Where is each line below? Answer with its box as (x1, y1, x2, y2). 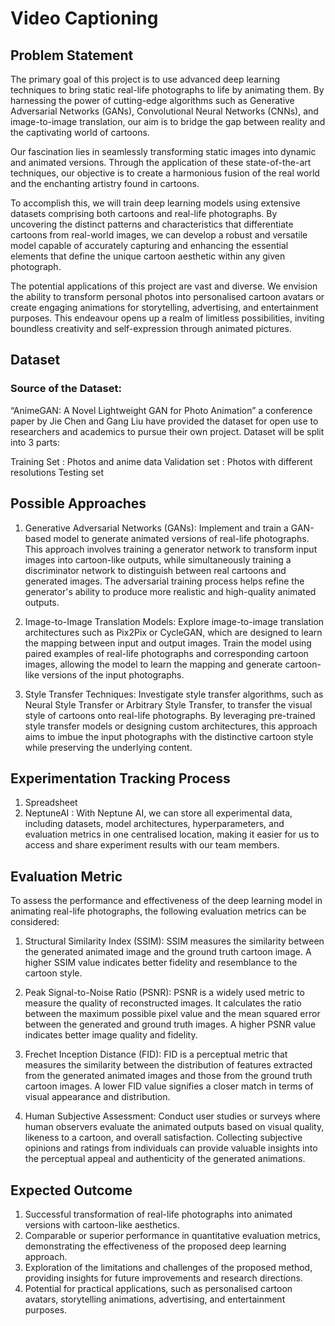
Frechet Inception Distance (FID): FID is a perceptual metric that (24, 1048, 288, 1061)
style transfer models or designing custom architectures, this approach (24, 720, 318, 732)
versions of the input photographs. (41, 668, 185, 681)
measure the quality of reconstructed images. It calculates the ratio (24, 997, 302, 1009)
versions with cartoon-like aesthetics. (24, 1218, 180, 1231)
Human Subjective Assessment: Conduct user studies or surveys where (24, 1110, 322, 1122)
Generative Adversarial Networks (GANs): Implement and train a (24, 522, 289, 534)
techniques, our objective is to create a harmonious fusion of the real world (10, 167, 320, 179)
